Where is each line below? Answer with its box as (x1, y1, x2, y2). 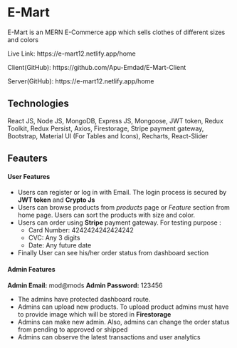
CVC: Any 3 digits (28, 233, 80, 242)
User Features (7, 172, 51, 180)
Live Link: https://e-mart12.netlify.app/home (7, 49, 137, 58)
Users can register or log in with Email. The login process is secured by (17, 188, 227, 197)
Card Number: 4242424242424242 (28, 226, 134, 235)
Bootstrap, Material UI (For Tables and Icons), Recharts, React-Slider (7, 131, 209, 140)
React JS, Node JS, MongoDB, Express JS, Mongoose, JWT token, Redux (7, 116, 224, 125)
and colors (7, 35, 39, 43)
